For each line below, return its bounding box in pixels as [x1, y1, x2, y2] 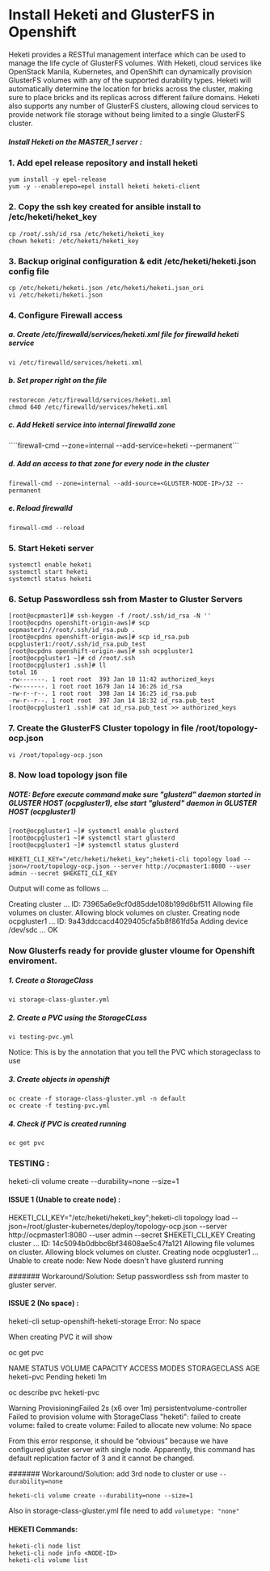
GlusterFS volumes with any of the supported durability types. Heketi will [8, 75, 251, 85]
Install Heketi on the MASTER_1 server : [8, 137, 143, 146]
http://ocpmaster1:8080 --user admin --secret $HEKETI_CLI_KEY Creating [8, 1230, 256, 1240]
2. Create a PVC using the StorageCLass [8, 1013, 148, 1022]
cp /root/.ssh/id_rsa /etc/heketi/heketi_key [8, 230, 164, 238]
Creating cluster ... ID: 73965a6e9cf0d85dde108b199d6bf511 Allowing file [8, 899, 254, 909]
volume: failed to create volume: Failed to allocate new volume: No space [8, 1420, 252, 1430]
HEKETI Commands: [8, 1524, 78, 1534]
